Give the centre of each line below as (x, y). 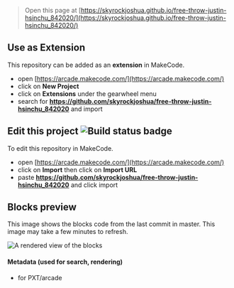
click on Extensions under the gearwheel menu (87, 94)
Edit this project (43, 131)
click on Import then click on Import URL (77, 169)
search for (33, 101)
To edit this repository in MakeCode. (60, 148)
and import (87, 109)
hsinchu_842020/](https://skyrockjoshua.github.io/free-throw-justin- (126, 18)
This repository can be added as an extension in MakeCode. (96, 65)
